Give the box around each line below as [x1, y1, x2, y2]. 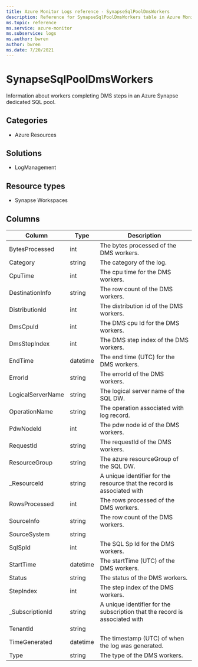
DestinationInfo [9, 288, 51, 297]
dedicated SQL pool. [6, 98, 56, 105]
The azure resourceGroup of [100, 454, 179, 463]
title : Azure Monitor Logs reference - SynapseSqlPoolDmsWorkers [6, 8, 170, 15]
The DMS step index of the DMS [100, 336, 189, 344]
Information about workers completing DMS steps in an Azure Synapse [6, 92, 179, 99]
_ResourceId [9, 479, 44, 487]
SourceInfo [9, 516, 40, 525]
